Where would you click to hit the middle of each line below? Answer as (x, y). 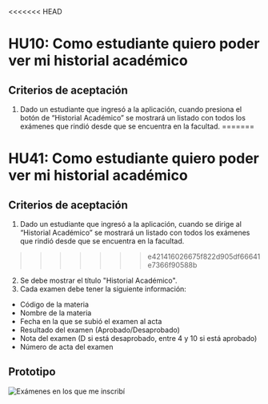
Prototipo (32, 372)
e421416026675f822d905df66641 (204, 256)
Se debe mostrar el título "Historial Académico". (98, 280)
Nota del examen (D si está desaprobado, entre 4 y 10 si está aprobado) (138, 338)
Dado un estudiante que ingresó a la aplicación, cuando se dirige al (131, 224)
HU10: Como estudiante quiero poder (134, 44)
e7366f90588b (172, 265)
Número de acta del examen (66, 347)
